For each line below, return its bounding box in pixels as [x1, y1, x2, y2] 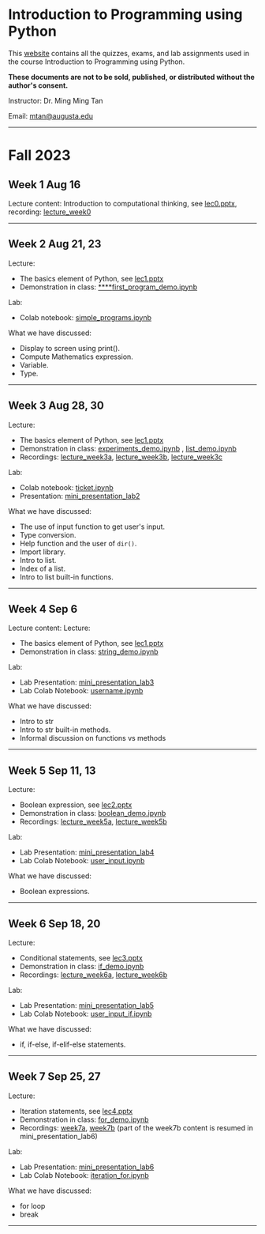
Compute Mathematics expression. [19, 352, 134, 361]
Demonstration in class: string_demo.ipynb [19, 647, 159, 657]
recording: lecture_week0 [8, 207, 91, 217]
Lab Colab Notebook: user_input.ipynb [19, 856, 145, 866]
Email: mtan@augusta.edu [8, 111, 93, 120]
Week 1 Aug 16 [8, 178, 81, 191]
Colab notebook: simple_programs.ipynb [19, 312, 152, 322]
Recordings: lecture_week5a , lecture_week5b [19, 817, 167, 827]
